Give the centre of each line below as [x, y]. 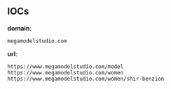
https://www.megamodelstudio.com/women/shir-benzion [86, 79]
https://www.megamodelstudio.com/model [66, 66]
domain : [19, 28]
